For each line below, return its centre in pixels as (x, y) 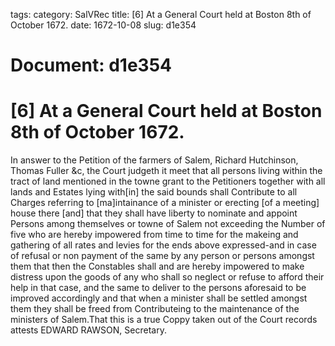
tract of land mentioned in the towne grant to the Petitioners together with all (168, 181)
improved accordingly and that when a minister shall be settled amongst (159, 298)
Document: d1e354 (91, 65)
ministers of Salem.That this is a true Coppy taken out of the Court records (164, 320)
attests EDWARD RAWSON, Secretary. (88, 330)
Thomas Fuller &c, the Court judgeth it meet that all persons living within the (166, 171)
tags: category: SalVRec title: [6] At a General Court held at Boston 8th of (161, 14)
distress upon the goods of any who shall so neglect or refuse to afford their (167, 277)
